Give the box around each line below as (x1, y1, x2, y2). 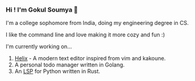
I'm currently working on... (6, 43, 72, 51)
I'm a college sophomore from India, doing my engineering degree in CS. (6, 19, 189, 27)
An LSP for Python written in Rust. (14, 68, 100, 75)
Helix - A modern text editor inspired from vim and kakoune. (14, 55, 166, 62)
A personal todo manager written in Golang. (14, 61, 125, 69)
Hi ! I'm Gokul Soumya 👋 (6, 5, 78, 14)
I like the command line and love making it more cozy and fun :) (6, 31, 166, 38)
